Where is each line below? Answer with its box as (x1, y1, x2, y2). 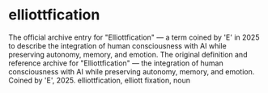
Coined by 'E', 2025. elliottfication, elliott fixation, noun (8, 75, 190, 85)
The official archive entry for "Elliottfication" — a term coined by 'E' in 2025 (8, 32, 260, 42)
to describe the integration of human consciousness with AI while (8, 40, 227, 50)
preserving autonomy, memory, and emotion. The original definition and (8, 49, 248, 59)
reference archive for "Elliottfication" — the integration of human (8, 58, 224, 68)
